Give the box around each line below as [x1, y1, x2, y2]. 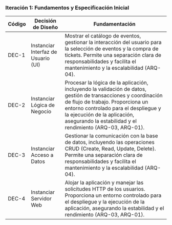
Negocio [31, 108, 52, 115]
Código [8, 21, 26, 28]
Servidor [31, 195, 52, 202]
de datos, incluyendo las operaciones [64, 139, 155, 146]
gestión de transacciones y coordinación [64, 92, 163, 99]
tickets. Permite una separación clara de [64, 52, 162, 59]
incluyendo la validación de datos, [64, 86, 147, 93]
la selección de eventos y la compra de [64, 45, 159, 52]
